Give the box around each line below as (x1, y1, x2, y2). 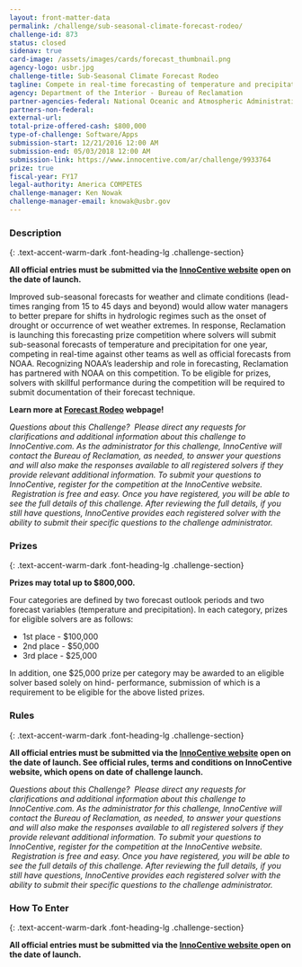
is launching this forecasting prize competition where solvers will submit (9, 330, 277, 341)
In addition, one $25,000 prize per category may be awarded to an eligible (9, 668, 285, 679)
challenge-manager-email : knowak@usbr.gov (9, 197, 171, 207)
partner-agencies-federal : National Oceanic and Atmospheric (9, 96, 244, 106)
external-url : (9, 113, 63, 122)
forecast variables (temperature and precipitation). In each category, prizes (9, 604, 288, 616)
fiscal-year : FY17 (9, 172, 78, 181)
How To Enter (9, 901, 69, 914)
